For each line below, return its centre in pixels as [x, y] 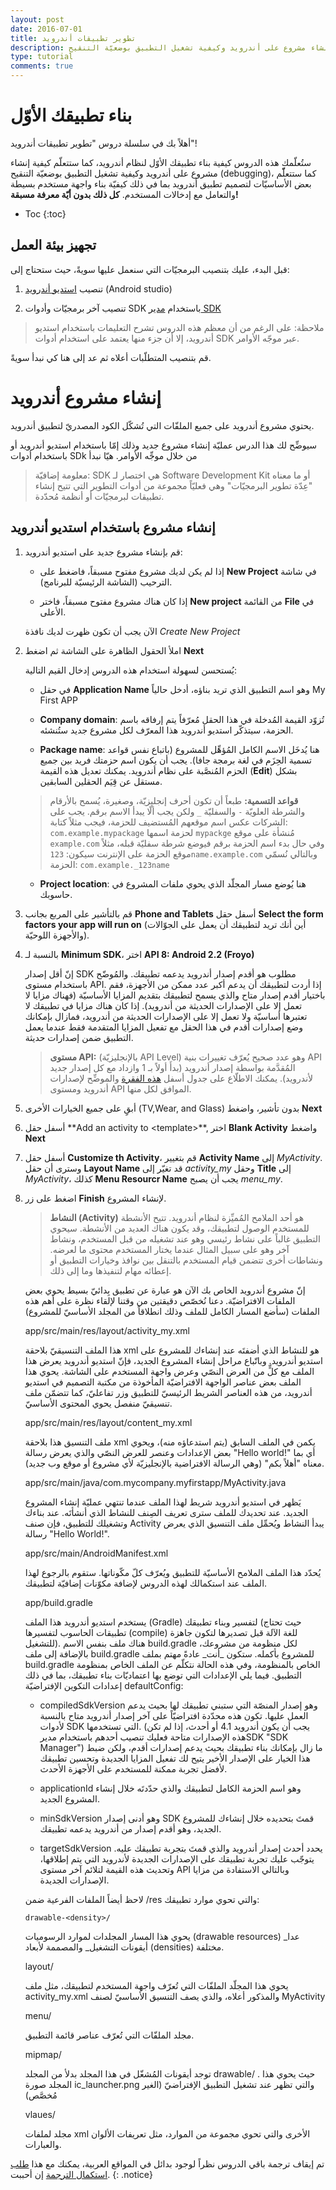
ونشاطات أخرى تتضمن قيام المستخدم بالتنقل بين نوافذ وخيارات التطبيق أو [186, 1260]
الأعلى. [53, 612]
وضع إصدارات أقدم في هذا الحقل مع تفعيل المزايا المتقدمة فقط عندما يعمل [163, 1027]
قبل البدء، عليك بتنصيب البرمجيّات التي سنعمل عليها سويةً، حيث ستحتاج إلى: [150, 269]
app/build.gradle [58, 1602]
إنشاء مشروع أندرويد [86, 397]
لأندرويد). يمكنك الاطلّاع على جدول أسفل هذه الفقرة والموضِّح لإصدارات [181, 1078]
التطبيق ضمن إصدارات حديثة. [79, 1037]
